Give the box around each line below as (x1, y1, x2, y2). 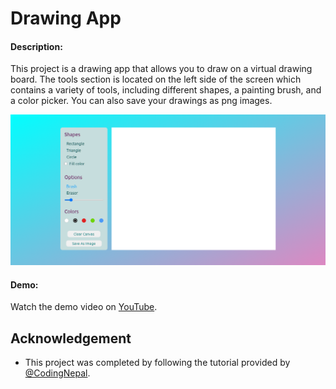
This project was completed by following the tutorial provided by (24, 357, 291, 369)
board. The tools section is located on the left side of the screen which (10, 73, 302, 86)
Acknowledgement (10, 330, 132, 347)
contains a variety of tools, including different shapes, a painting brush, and (10, 84, 322, 96)
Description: (10, 40, 63, 52)
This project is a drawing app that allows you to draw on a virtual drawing (10, 63, 313, 75)
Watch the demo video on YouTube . (10, 301, 158, 313)
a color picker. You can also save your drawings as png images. (10, 95, 273, 107)
